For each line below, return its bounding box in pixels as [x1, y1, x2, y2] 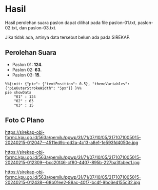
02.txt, [5, 24, 19, 30]
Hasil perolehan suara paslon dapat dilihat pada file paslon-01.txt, [5, 20, 137, 25]
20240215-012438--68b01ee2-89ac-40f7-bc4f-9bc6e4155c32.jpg [5, 179, 140, 185]
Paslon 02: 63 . [12, 67, 42, 72]
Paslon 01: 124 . [12, 61, 43, 67]
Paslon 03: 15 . [12, 72, 41, 78]
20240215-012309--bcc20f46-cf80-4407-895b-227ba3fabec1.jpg [5, 159, 140, 165]
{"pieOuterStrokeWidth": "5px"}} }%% [5, 86, 82, 91]
